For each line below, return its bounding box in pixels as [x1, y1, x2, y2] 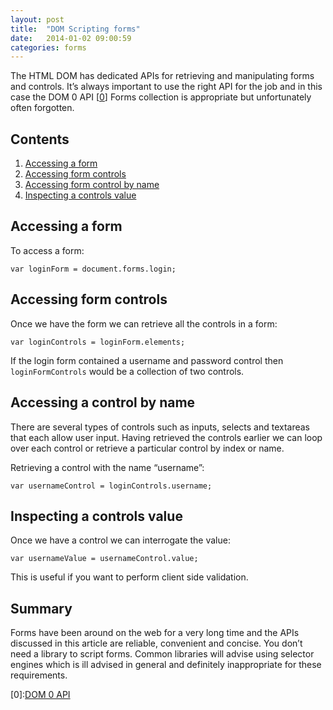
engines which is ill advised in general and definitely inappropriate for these [10, 659, 322, 671]
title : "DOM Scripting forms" [10, 24, 141, 34]
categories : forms [10, 42, 87, 53]
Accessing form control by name [24, 179, 160, 191]
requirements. [10, 669, 68, 681]
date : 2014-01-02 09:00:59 [10, 33, 132, 43]
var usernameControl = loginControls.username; [10, 481, 213, 491]
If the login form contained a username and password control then [10, 354, 284, 366]
